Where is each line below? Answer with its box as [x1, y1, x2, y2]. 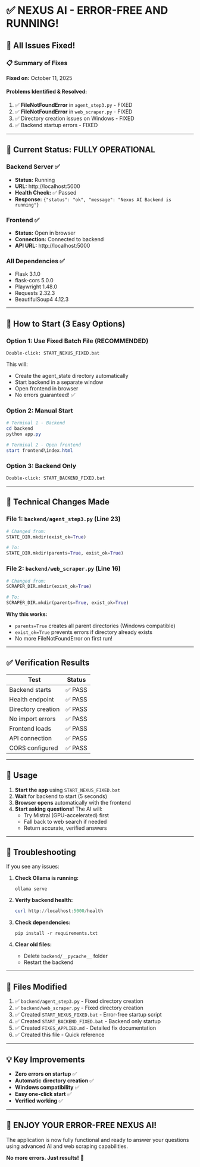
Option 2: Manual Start [6, 407, 73, 415]
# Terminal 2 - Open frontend [6, 442, 82, 448]
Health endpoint [9, 695, 54, 703]
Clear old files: [14, 941, 52, 948]
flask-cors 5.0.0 [14, 277, 54, 284]
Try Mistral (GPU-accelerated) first [23, 811, 109, 818]
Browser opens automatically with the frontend [14, 799, 131, 806]
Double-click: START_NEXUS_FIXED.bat [6, 350, 100, 356]
